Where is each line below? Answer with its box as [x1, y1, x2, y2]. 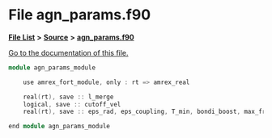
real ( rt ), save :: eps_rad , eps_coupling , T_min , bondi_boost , [23, 107, 241, 116]
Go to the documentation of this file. [8, 48, 129, 57]
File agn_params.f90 [8, 6, 151, 24]
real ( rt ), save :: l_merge [23, 93, 114, 101]
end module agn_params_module [8, 123, 111, 131]
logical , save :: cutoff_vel [23, 100, 121, 108]
